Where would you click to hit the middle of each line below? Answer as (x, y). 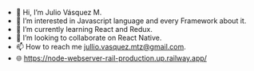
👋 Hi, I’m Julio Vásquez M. (59, 12)
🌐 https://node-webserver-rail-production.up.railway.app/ (111, 58)
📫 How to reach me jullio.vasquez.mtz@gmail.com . (101, 47)
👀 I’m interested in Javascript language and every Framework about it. (131, 21)
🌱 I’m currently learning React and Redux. (84, 29)
